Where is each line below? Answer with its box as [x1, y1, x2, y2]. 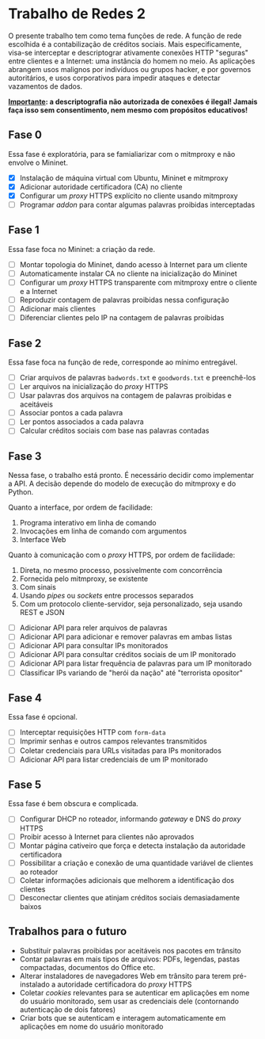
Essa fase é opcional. [8, 712, 78, 722]
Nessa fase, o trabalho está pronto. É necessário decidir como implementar [8, 471, 255, 480]
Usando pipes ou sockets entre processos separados [19, 591, 194, 601]
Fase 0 [8, 128, 42, 142]
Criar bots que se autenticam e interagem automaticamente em [19, 1013, 226, 1022]
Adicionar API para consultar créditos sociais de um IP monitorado [19, 650, 237, 659]
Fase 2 [8, 336, 42, 350]
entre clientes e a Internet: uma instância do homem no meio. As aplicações [8, 56, 256, 66]
